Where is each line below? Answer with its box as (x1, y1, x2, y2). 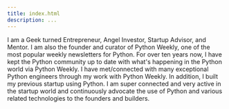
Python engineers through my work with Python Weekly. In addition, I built (7, 72, 219, 80)
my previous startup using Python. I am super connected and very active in (7, 79, 221, 88)
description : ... (7, 17, 57, 23)
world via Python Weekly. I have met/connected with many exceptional (7, 65, 209, 73)
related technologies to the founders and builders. (7, 94, 150, 102)
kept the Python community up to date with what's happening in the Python (7, 57, 223, 66)
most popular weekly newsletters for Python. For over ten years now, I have (7, 50, 223, 59)
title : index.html (7, 10, 60, 17)
